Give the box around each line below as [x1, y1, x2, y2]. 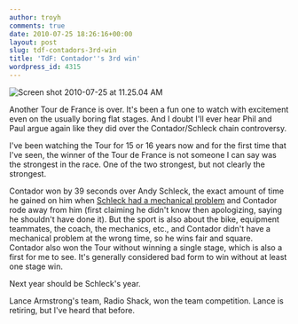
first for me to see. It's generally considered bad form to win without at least [9, 251, 287, 262]
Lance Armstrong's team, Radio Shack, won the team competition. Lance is [9, 295, 284, 306]
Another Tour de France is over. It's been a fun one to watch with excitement [9, 104, 289, 115]
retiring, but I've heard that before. [9, 304, 136, 315]
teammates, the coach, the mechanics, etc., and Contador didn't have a [9, 223, 271, 233]
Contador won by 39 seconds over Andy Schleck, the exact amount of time [9, 186, 285, 196]
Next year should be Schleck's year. [9, 278, 141, 288]
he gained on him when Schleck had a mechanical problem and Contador [9, 194, 278, 205]
